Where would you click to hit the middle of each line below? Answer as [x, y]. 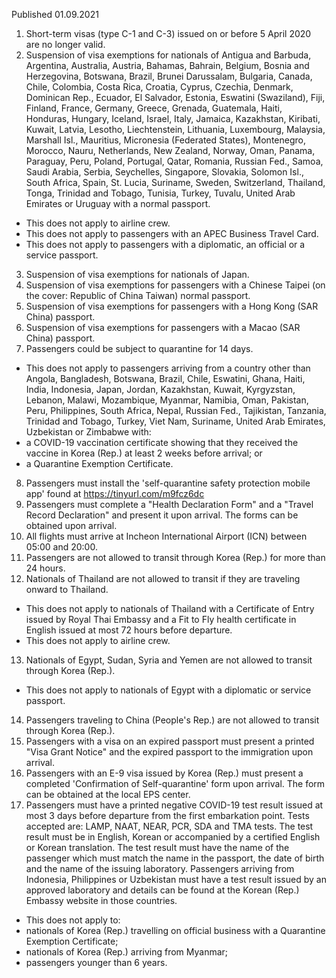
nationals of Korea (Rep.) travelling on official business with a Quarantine [175, 930]
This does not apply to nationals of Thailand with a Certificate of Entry [170, 608]
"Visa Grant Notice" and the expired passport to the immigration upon [169, 752]
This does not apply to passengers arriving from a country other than [168, 368]
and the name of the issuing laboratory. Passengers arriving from [160, 868]
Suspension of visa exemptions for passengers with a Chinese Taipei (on [175, 285]
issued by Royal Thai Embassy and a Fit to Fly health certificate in [161, 619]
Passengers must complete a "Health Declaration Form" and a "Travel [169, 504]
